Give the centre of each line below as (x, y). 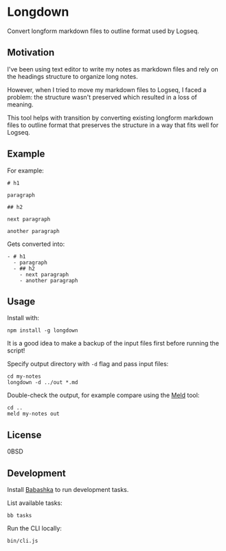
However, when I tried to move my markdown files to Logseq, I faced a (107, 89)
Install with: (23, 318)
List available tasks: (35, 503)
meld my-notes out (33, 414)
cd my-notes (24, 376)
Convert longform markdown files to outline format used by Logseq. (103, 31)
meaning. (20, 104)
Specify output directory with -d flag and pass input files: (88, 364)
